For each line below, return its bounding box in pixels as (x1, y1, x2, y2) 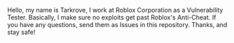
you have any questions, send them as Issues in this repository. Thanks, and (7, 21, 228, 28)
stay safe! (7, 28, 36, 36)
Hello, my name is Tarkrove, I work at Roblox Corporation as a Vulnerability (7, 6, 223, 14)
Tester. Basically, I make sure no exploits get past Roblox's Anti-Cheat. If (7, 13, 216, 21)
